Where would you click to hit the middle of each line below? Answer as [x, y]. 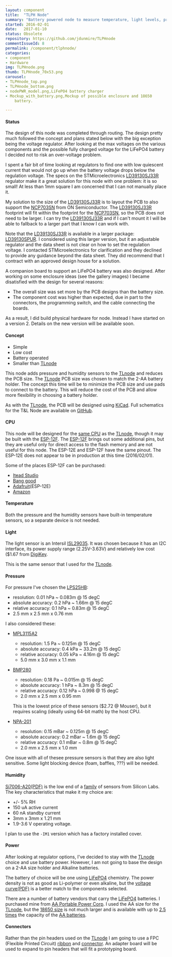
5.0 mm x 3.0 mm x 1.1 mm [48, 660]
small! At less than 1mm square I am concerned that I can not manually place [86, 187]
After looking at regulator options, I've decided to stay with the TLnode [80, 857]
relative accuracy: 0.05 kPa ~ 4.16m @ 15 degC [70, 655]
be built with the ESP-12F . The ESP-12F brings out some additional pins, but [85, 439]
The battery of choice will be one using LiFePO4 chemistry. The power [80, 877]
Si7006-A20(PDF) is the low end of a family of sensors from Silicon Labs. [82, 787]
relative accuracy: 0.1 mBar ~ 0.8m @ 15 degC [69, 742]
